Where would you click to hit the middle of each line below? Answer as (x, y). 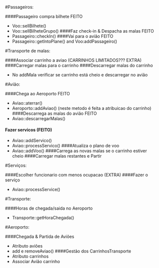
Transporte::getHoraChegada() (43, 218)
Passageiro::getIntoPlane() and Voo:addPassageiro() (65, 41)
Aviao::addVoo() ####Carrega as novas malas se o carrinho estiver (79, 151)
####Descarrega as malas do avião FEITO (54, 113)
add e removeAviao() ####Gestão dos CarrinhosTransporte (71, 251)
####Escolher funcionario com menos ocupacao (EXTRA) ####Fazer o (77, 175)
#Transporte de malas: (28, 51)
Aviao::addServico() (32, 141)
